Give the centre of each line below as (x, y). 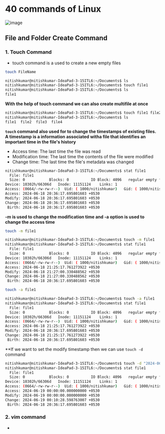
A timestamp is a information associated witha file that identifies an (75, 137)
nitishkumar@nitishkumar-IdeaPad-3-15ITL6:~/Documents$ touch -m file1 (80, 240)
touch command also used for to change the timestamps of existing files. (81, 131)
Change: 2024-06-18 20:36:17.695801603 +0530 (52, 203)
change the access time (30, 222)
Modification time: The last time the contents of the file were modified (83, 156)
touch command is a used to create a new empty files (67, 63)
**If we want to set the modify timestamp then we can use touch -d (74, 349)
